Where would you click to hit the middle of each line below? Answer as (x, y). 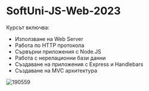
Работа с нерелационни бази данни (60, 58)
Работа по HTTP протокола (49, 45)
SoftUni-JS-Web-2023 (63, 11)
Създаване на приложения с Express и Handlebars (79, 64)
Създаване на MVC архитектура (56, 70)
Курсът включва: (28, 27)
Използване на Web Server (49, 39)
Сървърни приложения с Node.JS (58, 51)
